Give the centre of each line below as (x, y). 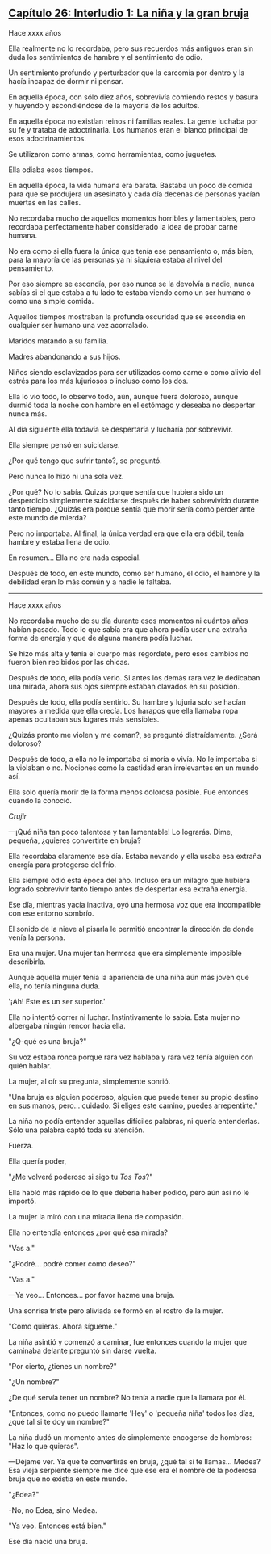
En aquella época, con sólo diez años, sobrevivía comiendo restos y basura (133, 97)
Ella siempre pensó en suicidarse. (64, 444)
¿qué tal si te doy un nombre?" (59, 1421)
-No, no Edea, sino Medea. (53, 1510)
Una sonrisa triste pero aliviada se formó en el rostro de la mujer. (116, 1310)
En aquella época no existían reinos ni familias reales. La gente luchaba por (133, 121)
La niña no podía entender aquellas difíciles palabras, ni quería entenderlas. (134, 1121)
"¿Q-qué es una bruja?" (48, 1041)
